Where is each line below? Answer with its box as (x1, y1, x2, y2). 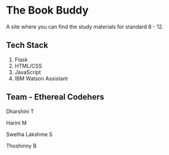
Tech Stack (6, 40, 48, 50)
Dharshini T (6, 108, 34, 115)
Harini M (6, 119, 27, 126)
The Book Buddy (6, 4, 89, 17)
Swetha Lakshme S (6, 131, 53, 138)
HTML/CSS (14, 62, 42, 69)
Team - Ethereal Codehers (6, 92, 104, 102)
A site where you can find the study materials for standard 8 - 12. (6, 23, 164, 30)
